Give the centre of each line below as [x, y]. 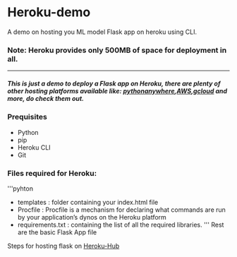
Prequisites [27, 117]
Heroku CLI [34, 147]
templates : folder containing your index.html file [88, 202]
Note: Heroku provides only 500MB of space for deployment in [117, 50]
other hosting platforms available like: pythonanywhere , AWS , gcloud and [117, 91]
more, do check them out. [46, 98]
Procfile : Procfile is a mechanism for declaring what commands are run [121, 210]
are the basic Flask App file [57, 232]
